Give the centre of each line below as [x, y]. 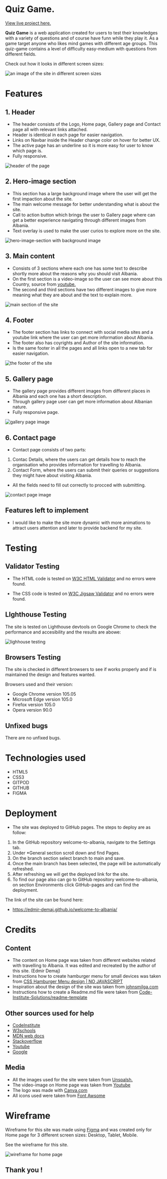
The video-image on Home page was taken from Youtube [71, 1085]
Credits [21, 930]
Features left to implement [47, 511]
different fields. [21, 54]
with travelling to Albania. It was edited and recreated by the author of [84, 966]
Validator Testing [32, 566]
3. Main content [30, 256]
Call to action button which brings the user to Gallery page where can [84, 215]
